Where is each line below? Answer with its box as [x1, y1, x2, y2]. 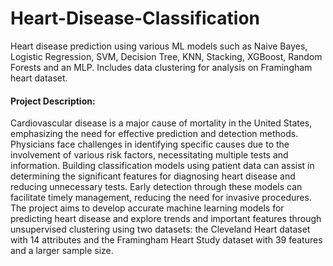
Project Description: [10, 95, 96, 107]
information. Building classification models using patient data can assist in [10, 160, 315, 172]
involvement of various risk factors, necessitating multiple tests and [10, 149, 289, 161]
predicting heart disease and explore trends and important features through [10, 213, 322, 225]
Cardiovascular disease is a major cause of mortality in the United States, [10, 117, 313, 129]
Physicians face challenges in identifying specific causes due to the [10, 138, 290, 151]
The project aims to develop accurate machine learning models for [10, 202, 285, 214]
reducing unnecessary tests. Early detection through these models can [10, 181, 303, 193]
